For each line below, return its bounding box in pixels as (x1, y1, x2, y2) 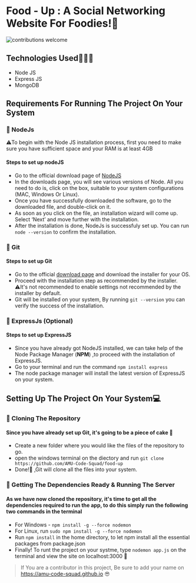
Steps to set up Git (6, 258, 52, 265)
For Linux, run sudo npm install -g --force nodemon (14, 527, 142, 535)
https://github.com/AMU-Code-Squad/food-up (14, 461, 124, 467)
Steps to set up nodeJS (6, 159, 64, 166)
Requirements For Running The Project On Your (6, 99, 183, 109)
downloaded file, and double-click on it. (14, 203, 111, 210)
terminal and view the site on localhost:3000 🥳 (14, 552, 128, 559)
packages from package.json (14, 540, 86, 547)
